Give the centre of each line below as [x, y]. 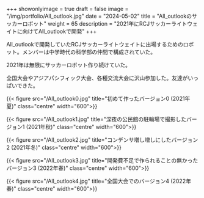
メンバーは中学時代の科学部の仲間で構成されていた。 [89, 52]
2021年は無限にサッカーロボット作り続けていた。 [69, 65]
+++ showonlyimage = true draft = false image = [67, 9]
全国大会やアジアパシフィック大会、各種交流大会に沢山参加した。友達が [97, 78]
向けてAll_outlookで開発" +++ [60, 31]
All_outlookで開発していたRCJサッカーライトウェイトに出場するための [95, 44]
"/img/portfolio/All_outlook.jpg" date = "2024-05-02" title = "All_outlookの [99, 16]
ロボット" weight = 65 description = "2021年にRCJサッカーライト [105, 24]
